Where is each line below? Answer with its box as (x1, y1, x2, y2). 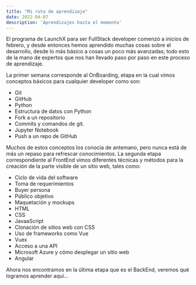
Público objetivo (14, 193, 54, 200)
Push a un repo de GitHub (14, 133, 77, 140)
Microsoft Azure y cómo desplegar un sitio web (14, 249, 130, 256)
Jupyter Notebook (14, 126, 59, 133)
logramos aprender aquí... (6, 273, 69, 280)
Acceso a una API (14, 242, 58, 249)
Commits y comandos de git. (14, 121, 85, 128)
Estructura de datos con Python (14, 108, 92, 115)
